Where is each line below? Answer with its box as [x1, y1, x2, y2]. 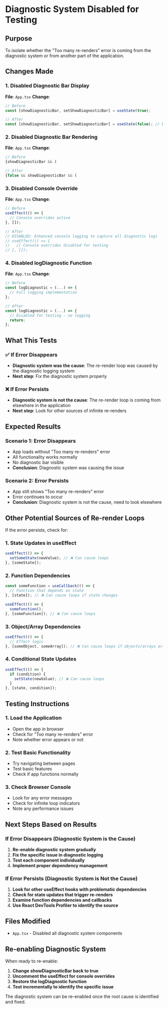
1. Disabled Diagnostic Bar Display [5, 82, 89, 89]
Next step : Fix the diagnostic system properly [12, 373, 107, 379]
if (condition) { [9, 672, 46, 677]
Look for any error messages [12, 795, 72, 801]
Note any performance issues [12, 805, 74, 812]
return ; [9, 317, 26, 323]
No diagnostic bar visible [12, 460, 64, 465]
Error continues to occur [12, 494, 63, 500]
